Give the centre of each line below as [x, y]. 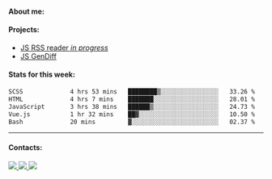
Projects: [24, 30]
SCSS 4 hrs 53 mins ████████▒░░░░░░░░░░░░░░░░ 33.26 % [132, 92]
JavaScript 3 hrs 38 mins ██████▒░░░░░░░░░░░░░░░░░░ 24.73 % [132, 106]
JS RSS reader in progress [64, 48]
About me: [26, 11]
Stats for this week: [42, 75]
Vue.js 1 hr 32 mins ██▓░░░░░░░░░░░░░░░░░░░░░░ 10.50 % [132, 114]
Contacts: [25, 147]
